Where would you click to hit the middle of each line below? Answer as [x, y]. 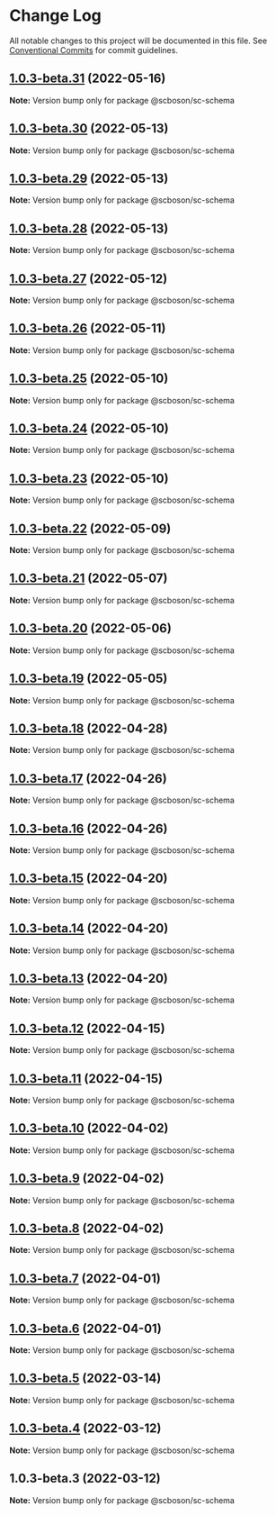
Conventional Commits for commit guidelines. [93, 50]
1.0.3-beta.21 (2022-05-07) [89, 579]
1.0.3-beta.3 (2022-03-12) [85, 1479]
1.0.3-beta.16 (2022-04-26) [89, 828]
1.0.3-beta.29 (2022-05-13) [89, 178]
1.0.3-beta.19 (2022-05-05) [89, 679]
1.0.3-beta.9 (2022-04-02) [87, 1179]
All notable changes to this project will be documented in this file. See [138, 41]
